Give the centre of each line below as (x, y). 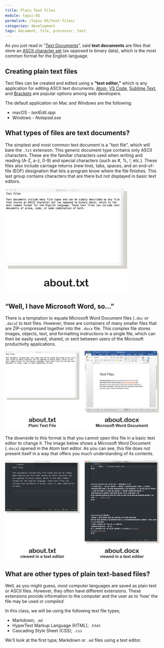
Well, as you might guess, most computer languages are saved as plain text (81, 586)
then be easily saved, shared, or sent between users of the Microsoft (74, 339)
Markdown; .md (27, 620)
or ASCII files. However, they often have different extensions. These (73, 591)
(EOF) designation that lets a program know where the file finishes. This (84, 171)
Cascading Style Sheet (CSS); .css (47, 631)
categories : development (30, 26)
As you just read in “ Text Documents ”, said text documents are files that (78, 46)
